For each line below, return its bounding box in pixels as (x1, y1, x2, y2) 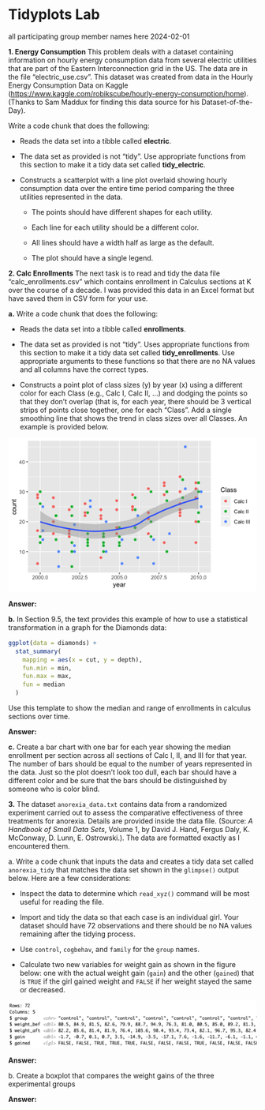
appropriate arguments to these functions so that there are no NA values (19, 356, 256, 366)
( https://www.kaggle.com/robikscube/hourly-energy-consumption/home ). (8, 88, 249, 98)
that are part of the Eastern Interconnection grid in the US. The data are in (8, 63, 248, 73)
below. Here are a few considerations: (8, 874, 132, 883)
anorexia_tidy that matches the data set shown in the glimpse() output (8, 865, 239, 875)
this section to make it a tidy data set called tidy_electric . (19, 159, 206, 169)
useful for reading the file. (19, 898, 104, 907)
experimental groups (8, 1079, 76, 1089)
